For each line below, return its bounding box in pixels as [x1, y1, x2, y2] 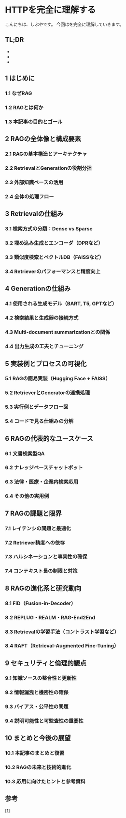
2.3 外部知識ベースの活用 [5, 179, 64, 186]
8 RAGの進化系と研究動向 [5, 584, 81, 592]
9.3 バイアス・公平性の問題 [5, 703, 69, 710]
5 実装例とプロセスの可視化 [5, 359, 87, 368]
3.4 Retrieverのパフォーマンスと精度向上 [5, 268, 100, 275]
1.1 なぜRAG [5, 90, 32, 97]
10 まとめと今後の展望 [5, 734, 71, 742]
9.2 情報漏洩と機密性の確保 [5, 689, 69, 696]
